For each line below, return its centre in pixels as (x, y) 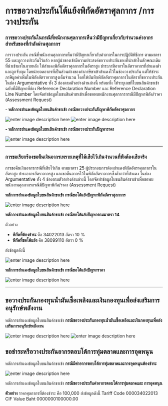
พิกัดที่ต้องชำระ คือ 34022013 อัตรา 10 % (49, 234)
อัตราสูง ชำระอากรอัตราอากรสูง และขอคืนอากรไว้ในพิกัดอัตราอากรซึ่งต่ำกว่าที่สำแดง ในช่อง (78, 173)
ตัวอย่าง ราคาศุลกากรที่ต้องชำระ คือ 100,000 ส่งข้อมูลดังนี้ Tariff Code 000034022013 (82, 393)
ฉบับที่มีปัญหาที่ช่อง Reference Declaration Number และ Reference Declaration (80, 89)
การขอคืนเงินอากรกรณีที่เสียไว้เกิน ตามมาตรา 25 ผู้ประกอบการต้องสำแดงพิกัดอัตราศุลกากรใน (81, 168)
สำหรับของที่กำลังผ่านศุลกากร (33, 44)
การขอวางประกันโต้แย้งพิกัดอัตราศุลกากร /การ (79, 11)
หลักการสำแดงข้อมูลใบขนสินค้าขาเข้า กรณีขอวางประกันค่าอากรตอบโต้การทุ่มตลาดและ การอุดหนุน (84, 383)
